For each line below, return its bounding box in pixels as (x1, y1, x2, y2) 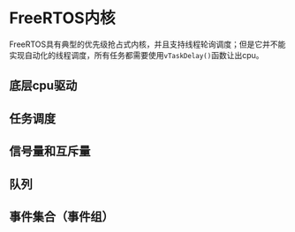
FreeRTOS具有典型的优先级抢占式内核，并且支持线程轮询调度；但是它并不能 (9, 39, 286, 49)
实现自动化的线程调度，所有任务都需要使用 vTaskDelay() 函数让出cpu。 (9, 49, 264, 60)
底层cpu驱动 (9, 79, 78, 94)
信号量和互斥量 (9, 144, 91, 159)
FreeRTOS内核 (9, 8, 117, 28)
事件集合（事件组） (9, 209, 114, 224)
